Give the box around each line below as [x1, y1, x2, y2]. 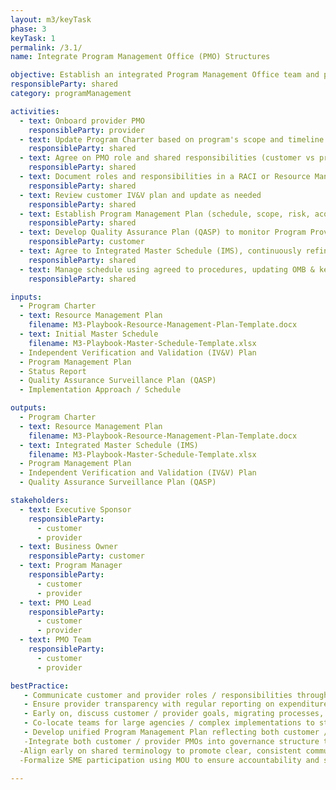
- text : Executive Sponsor [19, 504, 132, 515]
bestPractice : [10, 681, 70, 691]
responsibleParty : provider [28, 125, 145, 135]
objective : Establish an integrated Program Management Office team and [10, 70, 320, 80]
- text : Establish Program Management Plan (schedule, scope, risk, [19, 209, 311, 219]
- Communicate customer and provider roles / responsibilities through [23, 690, 329, 700]
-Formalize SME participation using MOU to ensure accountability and [19, 755, 320, 765]
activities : [10, 106, 60, 116]
